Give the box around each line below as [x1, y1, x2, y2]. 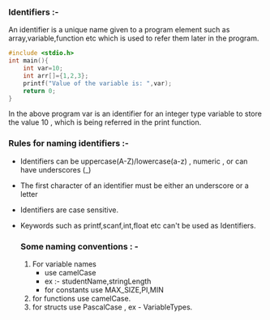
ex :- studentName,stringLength [44, 276, 152, 286]
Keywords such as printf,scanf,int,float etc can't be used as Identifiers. [19, 220, 257, 230]
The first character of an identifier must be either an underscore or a [19, 181, 249, 190]
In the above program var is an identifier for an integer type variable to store [8, 109, 262, 119]
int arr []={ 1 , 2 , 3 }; [23, 71, 89, 79]
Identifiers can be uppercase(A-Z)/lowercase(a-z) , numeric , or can [19, 156, 248, 166]
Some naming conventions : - [19, 241, 139, 252]
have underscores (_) [19, 164, 92, 174]
